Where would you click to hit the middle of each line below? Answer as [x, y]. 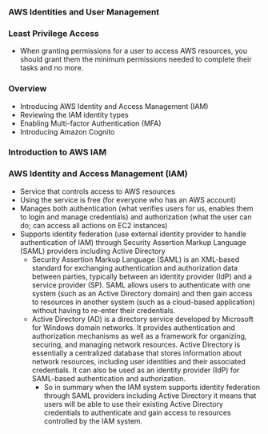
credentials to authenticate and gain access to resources [137, 412]
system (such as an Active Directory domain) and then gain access [142, 293]
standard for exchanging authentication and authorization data [135, 267]
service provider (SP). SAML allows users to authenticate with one [141, 285]
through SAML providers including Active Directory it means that [150, 396]
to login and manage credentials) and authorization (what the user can [136, 217]
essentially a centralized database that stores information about [137, 353]
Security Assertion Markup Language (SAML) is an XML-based [136, 259]
